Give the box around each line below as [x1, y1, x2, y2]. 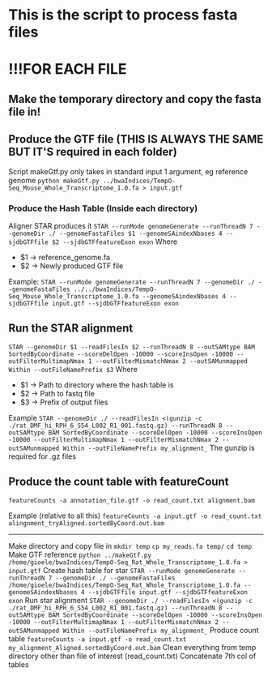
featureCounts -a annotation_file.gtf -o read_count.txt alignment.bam [8, 496, 255, 504]
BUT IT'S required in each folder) [8, 145, 178, 159]
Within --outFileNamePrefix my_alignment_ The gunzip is [62, 443, 255, 452]
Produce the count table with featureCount [8, 475, 229, 489]
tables [8, 659, 30, 670]
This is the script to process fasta [8, 6, 238, 24]
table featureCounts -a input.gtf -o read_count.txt [8, 634, 187, 644]
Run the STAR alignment [8, 322, 134, 336]
